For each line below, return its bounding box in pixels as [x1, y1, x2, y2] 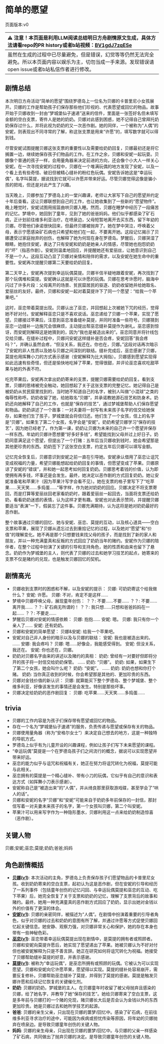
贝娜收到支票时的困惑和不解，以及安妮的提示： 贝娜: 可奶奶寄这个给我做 [12, 586, 157, 591]
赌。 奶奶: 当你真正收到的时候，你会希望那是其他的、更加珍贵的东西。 [12, 671, 153, 677]
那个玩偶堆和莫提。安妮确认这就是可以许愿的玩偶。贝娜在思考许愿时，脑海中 [5, 276, 159, 282]
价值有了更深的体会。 [20, 906, 64, 911]
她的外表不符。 [13, 365, 44, 372]
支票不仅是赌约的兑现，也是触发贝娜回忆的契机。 [5, 556, 103, 562]
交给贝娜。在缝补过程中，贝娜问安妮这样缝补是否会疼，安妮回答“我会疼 [5, 335, 148, 341]
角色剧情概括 [5, 861, 44, 869]
